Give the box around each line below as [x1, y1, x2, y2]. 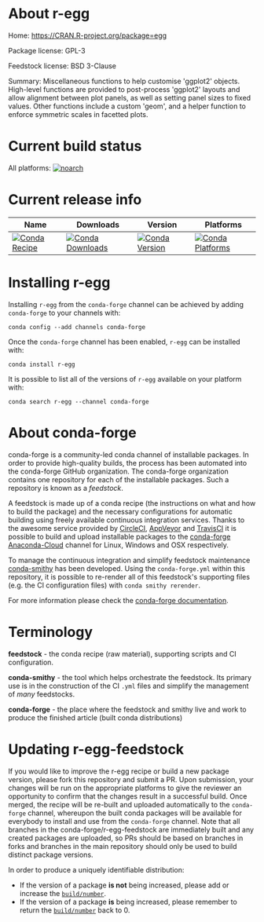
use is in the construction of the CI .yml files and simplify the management [8, 681, 249, 690]
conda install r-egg [8, 360, 76, 368]
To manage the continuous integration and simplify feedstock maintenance [8, 555, 251, 565]
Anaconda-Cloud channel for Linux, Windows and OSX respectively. [8, 540, 229, 550]
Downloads [75, 219, 120, 230]
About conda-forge [8, 423, 137, 441]
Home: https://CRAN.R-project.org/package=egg [8, 31, 167, 40]
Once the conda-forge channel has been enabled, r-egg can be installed [8, 337, 241, 346]
